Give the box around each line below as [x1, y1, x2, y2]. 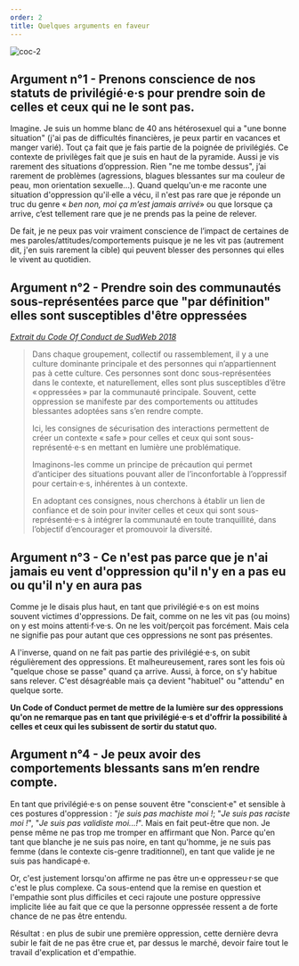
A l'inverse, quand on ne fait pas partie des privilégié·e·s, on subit [10, 647, 251, 657]
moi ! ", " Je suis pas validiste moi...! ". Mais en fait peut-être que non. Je [10, 817, 271, 828]
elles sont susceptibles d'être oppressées [10, 308, 247, 323]
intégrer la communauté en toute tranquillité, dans [93, 515, 277, 525]
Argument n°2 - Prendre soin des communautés [10, 280, 281, 295]
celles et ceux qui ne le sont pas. [10, 99, 195, 114]
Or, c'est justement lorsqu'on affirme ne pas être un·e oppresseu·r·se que [10, 872, 279, 883]
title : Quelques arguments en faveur [10, 21, 150, 30]
